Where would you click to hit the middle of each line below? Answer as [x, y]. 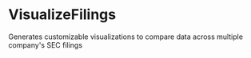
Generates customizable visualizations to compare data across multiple [126, 37]
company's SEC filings [45, 44]
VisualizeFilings [62, 15]
